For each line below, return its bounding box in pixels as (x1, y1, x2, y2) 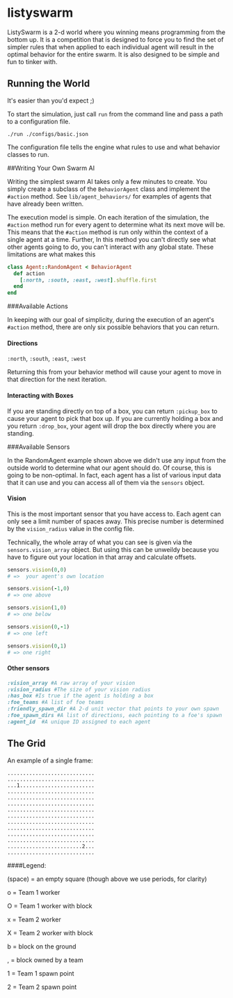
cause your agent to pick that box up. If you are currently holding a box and (7, 414, 224, 422)
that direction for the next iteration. (7, 375, 107, 384)
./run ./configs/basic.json (7, 130, 89, 137)
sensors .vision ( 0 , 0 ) (7, 566, 67, 573)
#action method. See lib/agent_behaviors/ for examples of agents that (7, 192, 212, 200)
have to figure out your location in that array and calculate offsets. (7, 553, 197, 561)
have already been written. (7, 199, 84, 208)
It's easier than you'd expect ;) (7, 96, 95, 105)
